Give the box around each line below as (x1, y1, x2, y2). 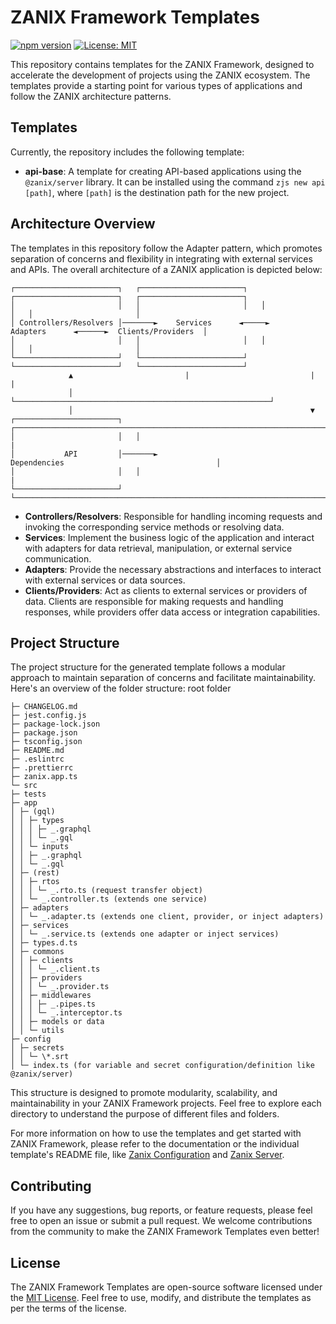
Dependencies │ (10, 457, 222, 468)
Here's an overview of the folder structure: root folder (10, 682, 232, 695)
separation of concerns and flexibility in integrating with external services (10, 252, 313, 265)
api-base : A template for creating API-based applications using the (24, 165, 302, 177)
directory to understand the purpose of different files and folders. (10, 1108, 280, 1120)
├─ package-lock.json (10, 719, 101, 730)
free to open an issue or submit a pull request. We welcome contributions (10, 1215, 313, 1227)
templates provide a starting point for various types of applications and (10, 79, 303, 91)
